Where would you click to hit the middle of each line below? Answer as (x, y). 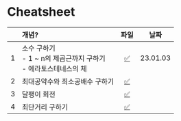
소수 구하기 (39, 48)
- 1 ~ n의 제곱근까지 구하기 (63, 58)
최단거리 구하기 (45, 107)
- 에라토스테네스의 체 (54, 68)
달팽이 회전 (39, 94)
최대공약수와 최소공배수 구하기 (68, 81)
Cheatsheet (41, 12)
